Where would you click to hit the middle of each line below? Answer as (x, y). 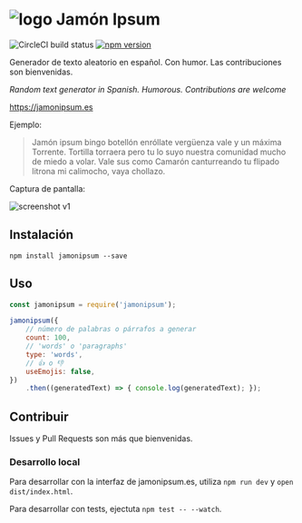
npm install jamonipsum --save (68, 256)
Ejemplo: (26, 124)
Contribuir (39, 416)
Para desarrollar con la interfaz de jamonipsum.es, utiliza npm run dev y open (151, 482)
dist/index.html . (41, 491)
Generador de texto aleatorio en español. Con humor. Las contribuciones (146, 62)
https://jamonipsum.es (51, 107)
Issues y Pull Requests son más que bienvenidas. (101, 439)
